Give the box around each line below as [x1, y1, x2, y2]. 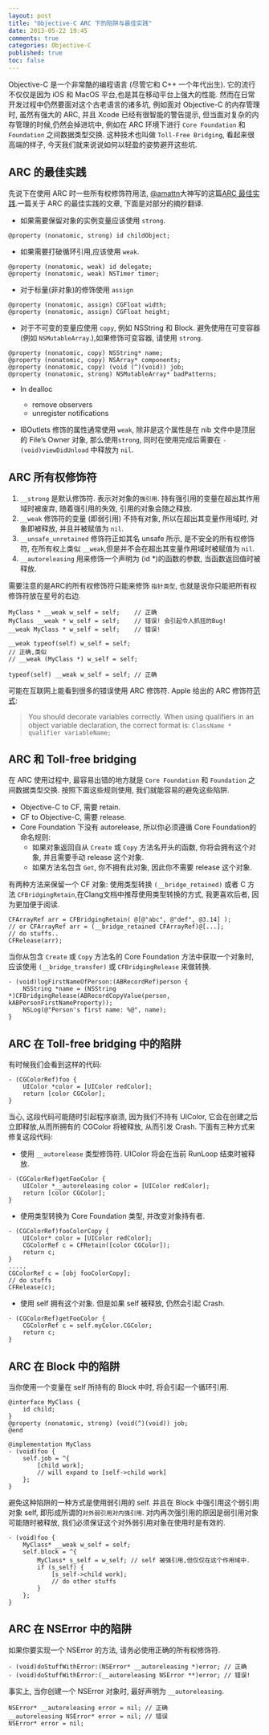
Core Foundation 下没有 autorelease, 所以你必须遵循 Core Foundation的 [19, 822, 257, 832]
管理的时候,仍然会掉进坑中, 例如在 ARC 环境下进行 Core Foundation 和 [14, 120, 247, 129]
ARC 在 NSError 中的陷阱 [8, 1623, 132, 1636]
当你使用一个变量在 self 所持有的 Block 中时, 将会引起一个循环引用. [8, 1382, 229, 1391]
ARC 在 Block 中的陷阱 [8, 1359, 120, 1373]
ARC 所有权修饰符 [8, 470, 97, 484]
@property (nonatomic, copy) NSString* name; [8, 348, 163, 357]
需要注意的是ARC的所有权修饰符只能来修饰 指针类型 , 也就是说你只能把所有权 [8, 580, 257, 590]
